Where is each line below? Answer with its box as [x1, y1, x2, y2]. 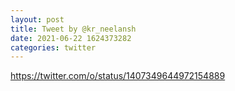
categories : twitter [10, 42, 97, 53]
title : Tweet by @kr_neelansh [10, 24, 137, 34]
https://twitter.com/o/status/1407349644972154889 [10, 70, 226, 82]
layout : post [10, 14, 65, 25]
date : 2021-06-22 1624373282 [10, 33, 132, 43]
